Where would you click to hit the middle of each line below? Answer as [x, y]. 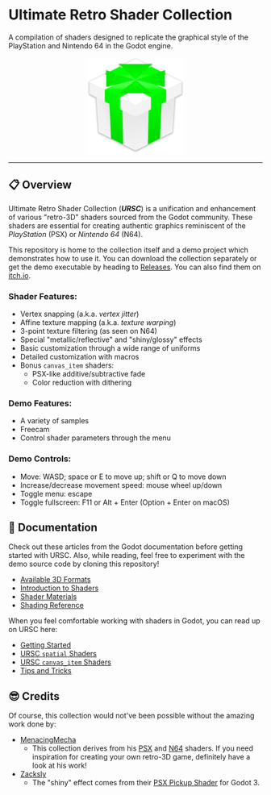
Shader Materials [48, 597]
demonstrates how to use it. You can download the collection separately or [133, 258]
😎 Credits [34, 696]
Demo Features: [40, 403]
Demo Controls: [40, 459]
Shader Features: [43, 296]
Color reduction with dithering [82, 383]
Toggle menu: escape [56, 493]
